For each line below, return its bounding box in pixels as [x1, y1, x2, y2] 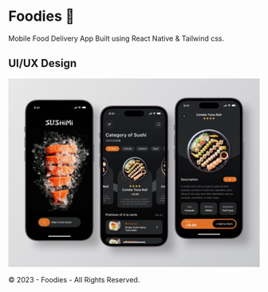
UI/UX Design [8, 57, 77, 70]
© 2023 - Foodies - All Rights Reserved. [8, 274, 140, 284]
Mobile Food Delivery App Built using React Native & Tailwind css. [8, 34, 225, 43]
